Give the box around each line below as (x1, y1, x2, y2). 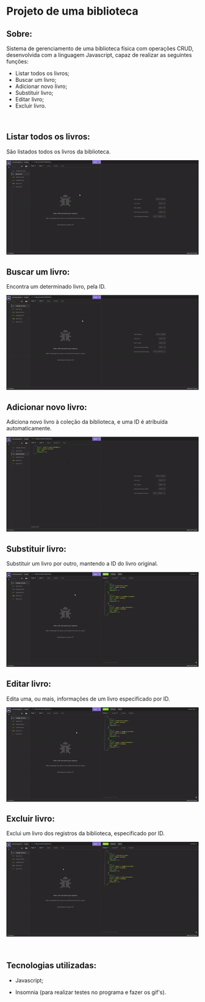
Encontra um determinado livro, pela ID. (6, 283, 106, 290)
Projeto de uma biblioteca (6, 4, 138, 18)
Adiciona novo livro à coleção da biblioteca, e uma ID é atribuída (6, 418, 168, 425)
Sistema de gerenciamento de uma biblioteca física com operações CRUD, (6, 45, 194, 52)
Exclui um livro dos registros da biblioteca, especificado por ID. (6, 830, 165, 837)
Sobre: (6, 29, 32, 39)
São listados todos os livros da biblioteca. (6, 148, 111, 155)
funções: (6, 58, 29, 65)
